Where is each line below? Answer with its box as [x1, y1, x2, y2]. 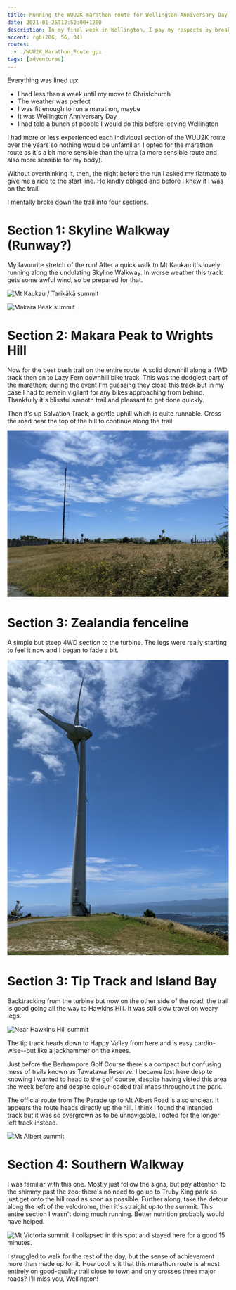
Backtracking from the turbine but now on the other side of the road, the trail [7, 996, 229, 1005]
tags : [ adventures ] [7, 56, 65, 63]
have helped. [7, 1217, 45, 1225]
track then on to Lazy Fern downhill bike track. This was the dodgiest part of [7, 373, 228, 381]
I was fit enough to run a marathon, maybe [17, 104, 140, 113]
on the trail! [7, 184, 41, 193]
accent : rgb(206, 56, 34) [7, 34, 83, 41]
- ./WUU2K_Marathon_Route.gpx [13, 49, 102, 56]
